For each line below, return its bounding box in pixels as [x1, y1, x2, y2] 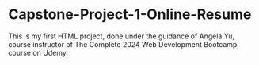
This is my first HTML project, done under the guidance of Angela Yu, [8, 31, 235, 41]
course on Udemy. [8, 48, 69, 57]
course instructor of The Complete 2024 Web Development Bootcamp [8, 39, 238, 49]
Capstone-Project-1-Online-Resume [8, 5, 252, 23]
